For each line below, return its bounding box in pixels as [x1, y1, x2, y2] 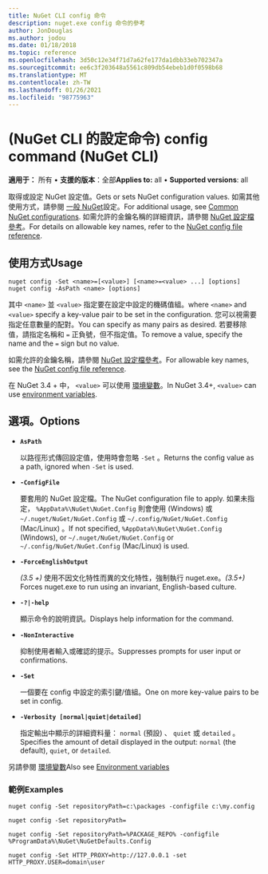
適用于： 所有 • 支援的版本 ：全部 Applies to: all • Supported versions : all [8, 175, 249, 184]
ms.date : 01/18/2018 [8, 42, 77, 49]
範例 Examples [8, 784, 64, 795]
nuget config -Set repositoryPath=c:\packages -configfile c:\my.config [8, 803, 255, 811]
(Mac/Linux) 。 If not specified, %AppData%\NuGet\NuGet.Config [19, 524, 223, 533]
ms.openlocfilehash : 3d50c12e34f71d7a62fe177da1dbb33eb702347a [8, 57, 223, 65]
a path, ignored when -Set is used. [19, 461, 134, 471]
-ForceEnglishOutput [19, 558, 89, 566]
